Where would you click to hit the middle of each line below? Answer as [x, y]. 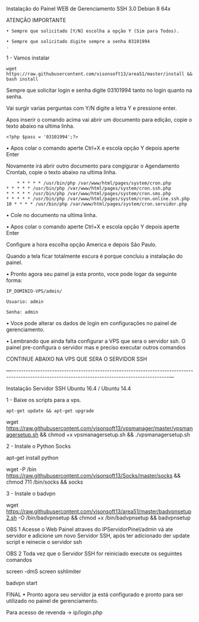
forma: [14, 280]
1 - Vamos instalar [28, 58]
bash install [22, 79]
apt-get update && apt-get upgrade [50, 411]
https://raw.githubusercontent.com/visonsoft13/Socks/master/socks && [94, 476]
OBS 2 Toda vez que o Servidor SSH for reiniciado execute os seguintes [94, 553]
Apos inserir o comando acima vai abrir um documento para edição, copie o [99, 120]
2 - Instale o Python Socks [39, 446]
